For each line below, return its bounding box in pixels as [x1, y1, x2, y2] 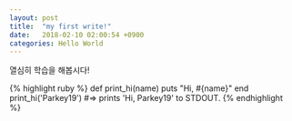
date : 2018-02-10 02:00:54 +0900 [9, 30, 145, 39]
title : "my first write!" [9, 22, 112, 31]
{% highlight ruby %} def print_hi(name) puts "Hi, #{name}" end [9, 83, 249, 94]
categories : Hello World [9, 38, 104, 48]
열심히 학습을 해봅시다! [9, 65, 90, 76]
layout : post [9, 13, 59, 23]
